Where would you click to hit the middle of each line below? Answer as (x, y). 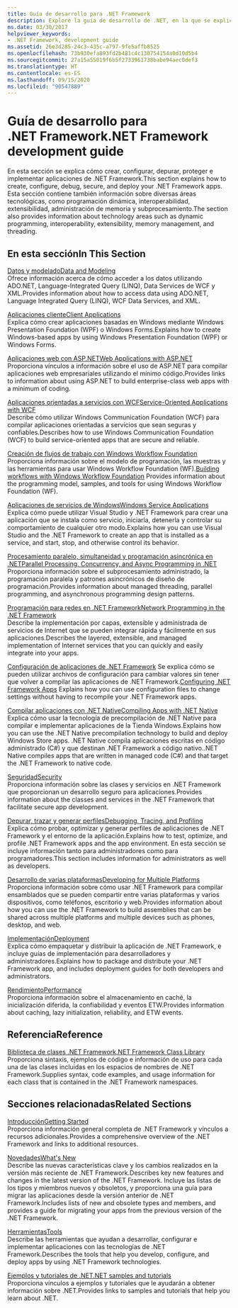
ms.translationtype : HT (42, 67)
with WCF (22, 410)
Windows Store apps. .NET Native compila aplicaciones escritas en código (116, 740)
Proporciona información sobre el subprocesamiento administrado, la (108, 571)
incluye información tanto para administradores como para (93, 851)
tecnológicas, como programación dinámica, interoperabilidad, (99, 201)
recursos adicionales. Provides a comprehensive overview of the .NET (109, 1136)
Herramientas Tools (35, 1231)
